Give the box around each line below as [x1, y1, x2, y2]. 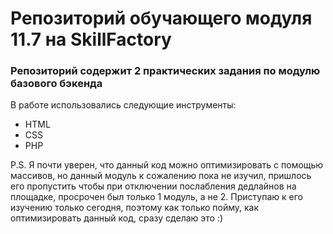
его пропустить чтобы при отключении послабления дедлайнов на [10, 180, 297, 192]
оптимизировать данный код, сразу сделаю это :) [10, 212, 224, 224]
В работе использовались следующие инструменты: [10, 99, 237, 111]
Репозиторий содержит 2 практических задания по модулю [10, 64, 321, 78]
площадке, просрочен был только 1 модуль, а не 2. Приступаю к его [10, 191, 303, 203]
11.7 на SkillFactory [10, 28, 172, 51]
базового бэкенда [10, 77, 103, 91]
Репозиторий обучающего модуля [10, 7, 313, 30]
